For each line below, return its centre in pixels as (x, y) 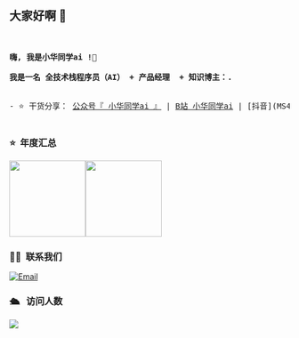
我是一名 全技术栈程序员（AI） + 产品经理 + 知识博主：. (121, 77)
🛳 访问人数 (36, 302)
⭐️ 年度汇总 (33, 142)
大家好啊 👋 (38, 16)
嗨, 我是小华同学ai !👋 (53, 57)
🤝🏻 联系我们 (36, 257)
